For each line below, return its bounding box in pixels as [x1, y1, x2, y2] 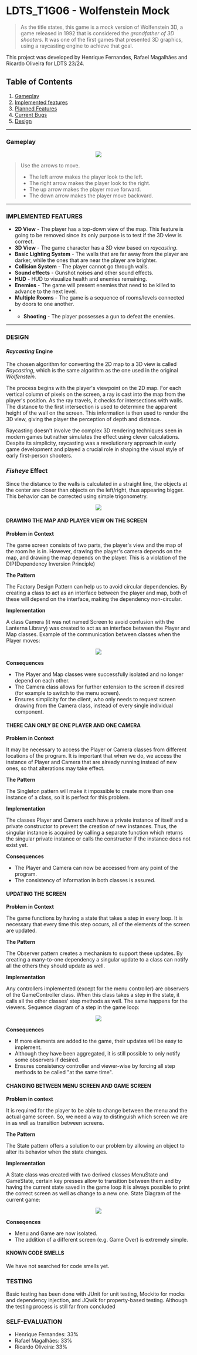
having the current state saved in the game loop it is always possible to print [6, 1183, 190, 1191]
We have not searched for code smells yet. [6, 1262, 110, 1269]
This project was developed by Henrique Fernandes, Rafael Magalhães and [6, 53, 188, 60]
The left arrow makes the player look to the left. [29, 173, 144, 180]
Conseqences [6, 1218, 41, 1225]
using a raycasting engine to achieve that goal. [20, 42, 134, 49]
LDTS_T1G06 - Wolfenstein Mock [6, 4, 170, 18]
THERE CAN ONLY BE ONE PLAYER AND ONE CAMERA [6, 721, 141, 729]
